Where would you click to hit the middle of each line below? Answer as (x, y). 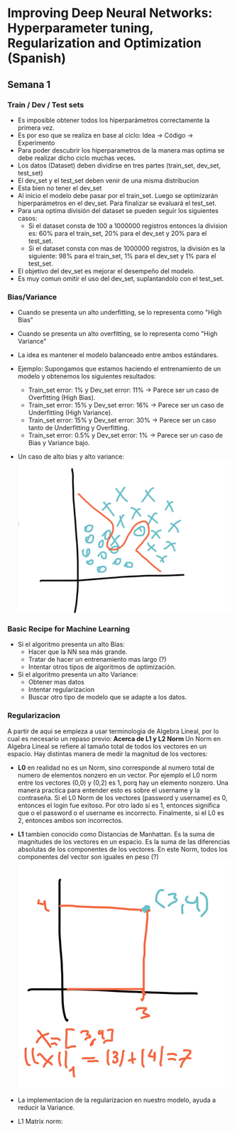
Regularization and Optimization (105, 43)
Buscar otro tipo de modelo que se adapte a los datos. (108, 697)
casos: (27, 218)
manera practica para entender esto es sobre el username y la (109, 790)
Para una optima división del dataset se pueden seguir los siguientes (118, 210)
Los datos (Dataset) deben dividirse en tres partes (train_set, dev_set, (119, 165)
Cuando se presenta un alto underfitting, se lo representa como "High (120, 312)
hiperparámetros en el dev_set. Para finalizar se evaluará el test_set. (117, 203)
